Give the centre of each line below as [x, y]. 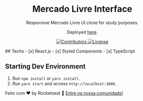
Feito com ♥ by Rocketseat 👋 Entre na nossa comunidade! [64, 93]
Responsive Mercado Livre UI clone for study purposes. [82, 23]
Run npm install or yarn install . [46, 78]
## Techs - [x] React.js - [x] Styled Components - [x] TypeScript [70, 51]
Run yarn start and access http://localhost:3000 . [64, 83]
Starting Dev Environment [45, 66]
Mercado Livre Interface [82, 9]
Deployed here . [82, 32]
